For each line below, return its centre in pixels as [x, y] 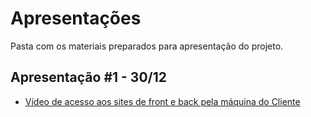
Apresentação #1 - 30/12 [89, 77]
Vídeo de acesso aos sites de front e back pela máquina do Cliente [162, 101]
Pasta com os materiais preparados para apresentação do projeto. [147, 46]
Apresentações [76, 18]
